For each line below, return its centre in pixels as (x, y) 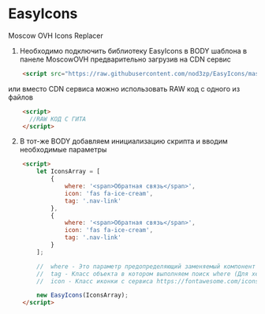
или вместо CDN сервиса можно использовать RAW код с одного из (124, 88)
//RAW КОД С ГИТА (58, 119)
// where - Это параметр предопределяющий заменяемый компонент (146, 266)
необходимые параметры (63, 150)
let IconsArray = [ (69, 172)
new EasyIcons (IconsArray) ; (82, 295)
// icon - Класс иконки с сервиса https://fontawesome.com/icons (148, 281)
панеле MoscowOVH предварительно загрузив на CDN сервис (125, 59)
